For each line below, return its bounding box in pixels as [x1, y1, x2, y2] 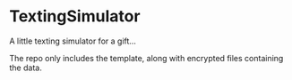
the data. [9, 62, 42, 73]
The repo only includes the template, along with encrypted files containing [9, 52, 284, 63]
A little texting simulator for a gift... [9, 36, 137, 46]
